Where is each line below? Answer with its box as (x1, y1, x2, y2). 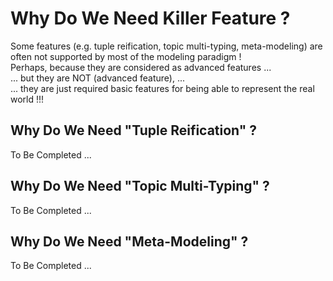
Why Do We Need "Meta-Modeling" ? (10, 233, 249, 250)
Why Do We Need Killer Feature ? (10, 7, 291, 30)
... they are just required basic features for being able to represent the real (10, 82, 315, 94)
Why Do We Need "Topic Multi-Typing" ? (10, 178, 270, 195)
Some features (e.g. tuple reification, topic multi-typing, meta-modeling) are (10, 40, 323, 52)
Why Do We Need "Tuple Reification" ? (10, 122, 258, 139)
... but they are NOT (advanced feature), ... (10, 72, 185, 84)
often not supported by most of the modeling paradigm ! (10, 50, 242, 62)
